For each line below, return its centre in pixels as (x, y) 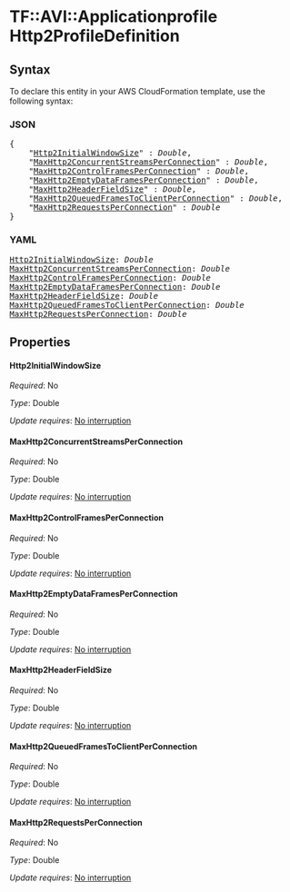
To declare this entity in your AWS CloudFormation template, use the (137, 91)
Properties (40, 342)
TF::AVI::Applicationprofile (114, 17)
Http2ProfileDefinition (95, 36)
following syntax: (41, 101)
